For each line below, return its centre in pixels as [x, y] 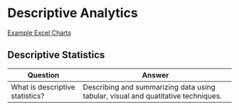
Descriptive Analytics [73, 13]
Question [43, 75]
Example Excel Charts [39, 33]
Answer [155, 75]
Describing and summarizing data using [149, 87]
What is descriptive [43, 87]
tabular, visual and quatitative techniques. [152, 96]
